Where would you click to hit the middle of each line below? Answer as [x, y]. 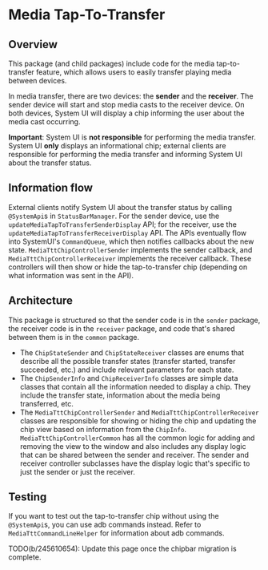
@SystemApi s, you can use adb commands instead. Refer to [105, 525]
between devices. [38, 81]
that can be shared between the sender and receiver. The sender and [134, 455]
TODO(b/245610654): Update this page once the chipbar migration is [123, 549]
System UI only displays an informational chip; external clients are [117, 146]
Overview [33, 44]
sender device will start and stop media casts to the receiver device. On [127, 105]
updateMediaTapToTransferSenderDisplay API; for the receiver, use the [123, 224]
